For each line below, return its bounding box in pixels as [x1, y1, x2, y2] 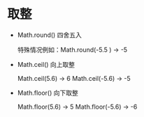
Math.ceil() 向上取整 [17, 60, 75, 68]
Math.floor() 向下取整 [17, 88, 78, 97]
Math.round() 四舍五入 [17, 31, 82, 39]
